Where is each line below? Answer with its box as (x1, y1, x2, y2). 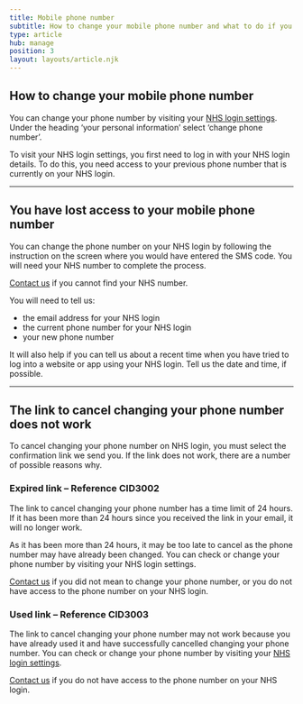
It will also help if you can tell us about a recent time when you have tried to (9, 349, 289, 360)
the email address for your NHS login (22, 312, 161, 323)
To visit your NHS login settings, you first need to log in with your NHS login (9, 149, 290, 160)
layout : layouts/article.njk (9, 55, 119, 64)
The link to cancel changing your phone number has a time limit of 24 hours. (9, 502, 293, 514)
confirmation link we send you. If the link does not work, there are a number (9, 450, 291, 461)
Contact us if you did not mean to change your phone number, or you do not (9, 576, 293, 587)
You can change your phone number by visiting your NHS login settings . (9, 112, 278, 123)
